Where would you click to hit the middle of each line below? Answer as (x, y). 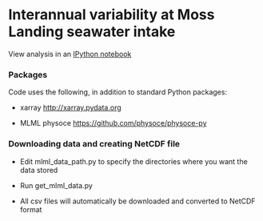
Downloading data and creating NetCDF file (94, 144)
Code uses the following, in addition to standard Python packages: (118, 92)
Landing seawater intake (92, 32)
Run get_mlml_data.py (56, 185)
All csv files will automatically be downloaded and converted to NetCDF (137, 201)
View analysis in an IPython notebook (70, 54)
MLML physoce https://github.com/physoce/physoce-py (113, 123)
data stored (39, 170)
